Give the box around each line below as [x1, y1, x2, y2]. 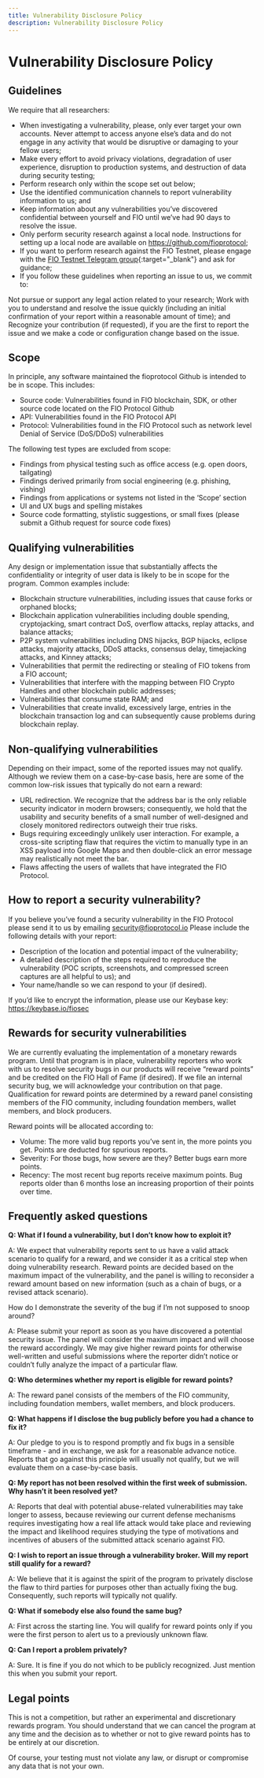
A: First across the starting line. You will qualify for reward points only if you [8, 1621, 253, 1631]
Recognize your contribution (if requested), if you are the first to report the [8, 320, 250, 329]
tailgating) [19, 468, 53, 478]
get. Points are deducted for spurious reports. [19, 1144, 168, 1155]
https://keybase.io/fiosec [8, 1003, 90, 1013]
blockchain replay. [19, 720, 79, 729]
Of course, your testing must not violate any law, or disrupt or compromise [8, 1753, 249, 1762]
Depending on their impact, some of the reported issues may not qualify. [8, 763, 244, 772]
